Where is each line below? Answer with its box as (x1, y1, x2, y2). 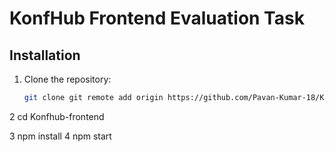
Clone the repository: (23, 73, 112, 85)
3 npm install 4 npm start (9, 130, 112, 142)
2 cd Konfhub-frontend (9, 110, 105, 122)
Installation (9, 47, 81, 64)
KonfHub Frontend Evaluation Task (9, 7, 305, 30)
